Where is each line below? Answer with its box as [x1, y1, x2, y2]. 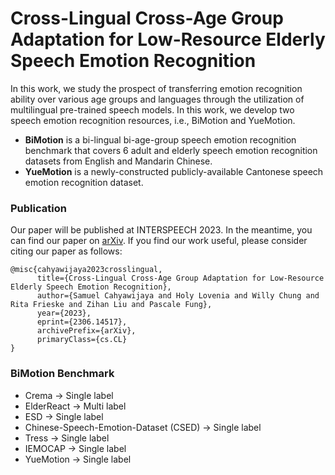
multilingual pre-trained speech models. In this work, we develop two [10, 103, 295, 116]
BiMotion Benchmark [10, 367, 115, 381]
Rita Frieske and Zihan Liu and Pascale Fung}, [10, 300, 213, 310]
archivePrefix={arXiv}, [36, 326, 137, 336]
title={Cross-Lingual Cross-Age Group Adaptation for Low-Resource [36, 273, 325, 284]
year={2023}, [36, 308, 92, 319]
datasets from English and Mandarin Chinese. [24, 155, 213, 167]
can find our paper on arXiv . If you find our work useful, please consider [10, 235, 308, 247]
